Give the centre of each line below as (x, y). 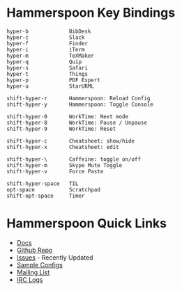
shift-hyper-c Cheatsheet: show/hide (71, 141)
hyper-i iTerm (46, 49)
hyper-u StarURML (51, 86)
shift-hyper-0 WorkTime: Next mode (68, 116)
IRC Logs (30, 279)
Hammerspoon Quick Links (86, 223)
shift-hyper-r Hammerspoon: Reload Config (78, 98)
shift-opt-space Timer (46, 196)
